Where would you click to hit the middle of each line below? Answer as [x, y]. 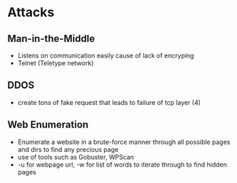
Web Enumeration [48, 125]
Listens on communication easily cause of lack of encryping [106, 55]
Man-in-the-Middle [51, 39]
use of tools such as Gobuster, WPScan [76, 157]
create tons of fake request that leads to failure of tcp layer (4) [109, 102]
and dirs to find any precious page [68, 149]
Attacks [31, 12]
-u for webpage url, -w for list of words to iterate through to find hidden [122, 165]
